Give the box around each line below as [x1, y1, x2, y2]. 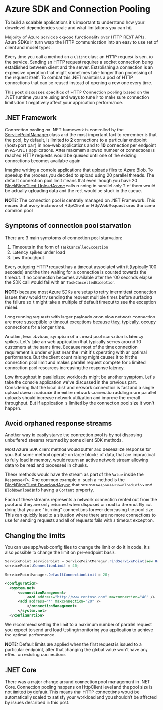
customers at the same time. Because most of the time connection [5, 344, 138, 350]
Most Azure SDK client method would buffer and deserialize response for [5, 447, 151, 452]
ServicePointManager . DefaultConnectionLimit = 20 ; [5, 572, 110, 577]
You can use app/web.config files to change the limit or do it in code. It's [5, 544, 150, 550]
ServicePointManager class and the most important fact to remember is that [5, 131, 157, 137]
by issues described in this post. [5, 699, 70, 705]
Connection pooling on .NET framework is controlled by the [5, 127, 124, 132]
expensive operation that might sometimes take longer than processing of [5, 69, 153, 75]
